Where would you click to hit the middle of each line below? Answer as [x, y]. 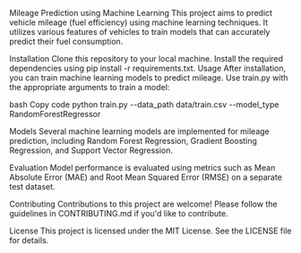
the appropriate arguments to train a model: [90, 87]
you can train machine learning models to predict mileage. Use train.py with [149, 78]
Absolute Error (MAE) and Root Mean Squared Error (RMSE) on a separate [146, 177]
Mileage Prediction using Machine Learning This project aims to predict [141, 13]
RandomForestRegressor [55, 114]
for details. [29, 240]
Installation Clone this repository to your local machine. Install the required [146, 59]
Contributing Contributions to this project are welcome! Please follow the [143, 204]
